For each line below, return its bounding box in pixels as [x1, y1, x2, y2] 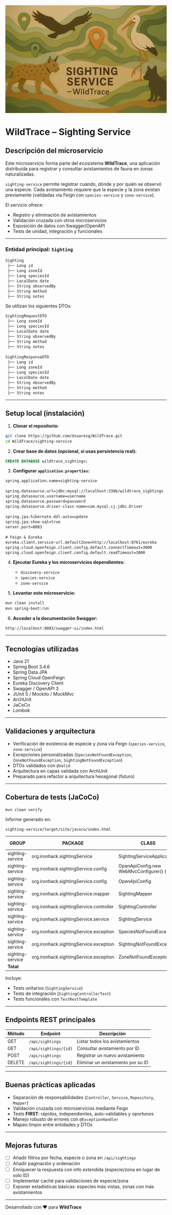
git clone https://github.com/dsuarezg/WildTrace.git [5, 433, 123, 438]
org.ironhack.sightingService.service [31, 916, 109, 922]
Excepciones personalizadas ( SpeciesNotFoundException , [12, 751, 133, 757]
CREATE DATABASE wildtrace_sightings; [5, 459, 88, 464]
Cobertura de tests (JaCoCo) [5, 793, 100, 802]
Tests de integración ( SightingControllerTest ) [12, 990, 111, 996]
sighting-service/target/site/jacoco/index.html [5, 827, 111, 832]
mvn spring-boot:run [5, 606, 50, 611]
